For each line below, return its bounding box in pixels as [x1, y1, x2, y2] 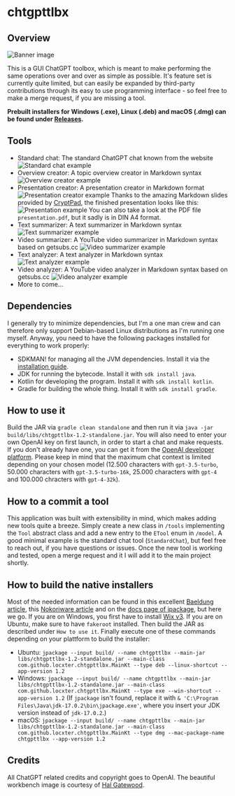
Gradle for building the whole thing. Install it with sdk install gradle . [17, 384, 217, 392]
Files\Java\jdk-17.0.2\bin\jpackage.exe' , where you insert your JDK [17, 701, 220, 710]
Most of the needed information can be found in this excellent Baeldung [7, 597, 214, 606]
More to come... [17, 280, 64, 288]
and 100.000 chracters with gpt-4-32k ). [7, 475, 120, 483]
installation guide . [17, 362, 69, 371]
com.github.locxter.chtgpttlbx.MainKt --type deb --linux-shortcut [17, 662, 218, 669]
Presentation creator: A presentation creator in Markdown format [17, 183, 205, 192]
